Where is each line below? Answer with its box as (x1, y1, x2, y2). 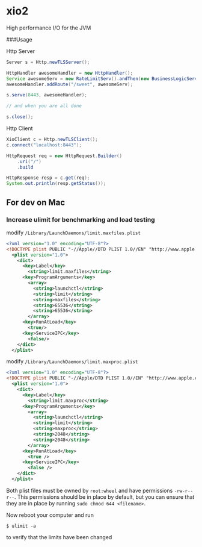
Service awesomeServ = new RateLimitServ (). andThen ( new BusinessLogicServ (6, 75, 198, 82)
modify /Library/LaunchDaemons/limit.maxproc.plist (6, 358, 138, 365)
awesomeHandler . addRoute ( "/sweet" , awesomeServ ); (6, 81, 133, 87)
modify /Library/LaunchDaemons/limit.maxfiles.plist (6, 229, 141, 236)
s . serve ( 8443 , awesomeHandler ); (6, 92, 87, 98)
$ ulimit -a (6, 523, 36, 529)
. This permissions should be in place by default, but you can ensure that (14, 493, 195, 501)
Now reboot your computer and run (6, 511, 94, 519)
